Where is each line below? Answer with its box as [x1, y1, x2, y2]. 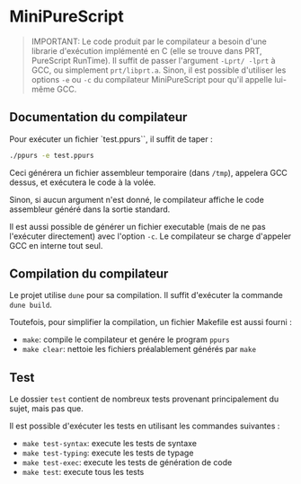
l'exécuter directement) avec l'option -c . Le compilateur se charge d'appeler [9, 231, 292, 242]
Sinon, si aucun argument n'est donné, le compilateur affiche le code [9, 194, 265, 205]
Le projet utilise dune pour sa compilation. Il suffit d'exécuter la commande [9, 290, 283, 301]
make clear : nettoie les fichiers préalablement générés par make [22, 344, 257, 355]
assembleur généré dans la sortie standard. [9, 204, 171, 215]
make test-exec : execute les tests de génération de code [22, 457, 233, 468]
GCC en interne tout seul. [9, 240, 103, 251]
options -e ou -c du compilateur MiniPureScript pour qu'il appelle [31, 74, 272, 84]
